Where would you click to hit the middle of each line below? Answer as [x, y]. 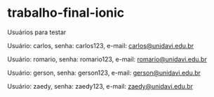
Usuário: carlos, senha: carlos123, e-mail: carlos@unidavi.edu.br [101, 45]
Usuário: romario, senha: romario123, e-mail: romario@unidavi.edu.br [107, 59]
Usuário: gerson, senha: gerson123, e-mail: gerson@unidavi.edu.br [104, 73]
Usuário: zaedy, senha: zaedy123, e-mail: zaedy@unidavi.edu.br [100, 86]
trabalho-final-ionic [66, 13]
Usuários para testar [37, 32]
